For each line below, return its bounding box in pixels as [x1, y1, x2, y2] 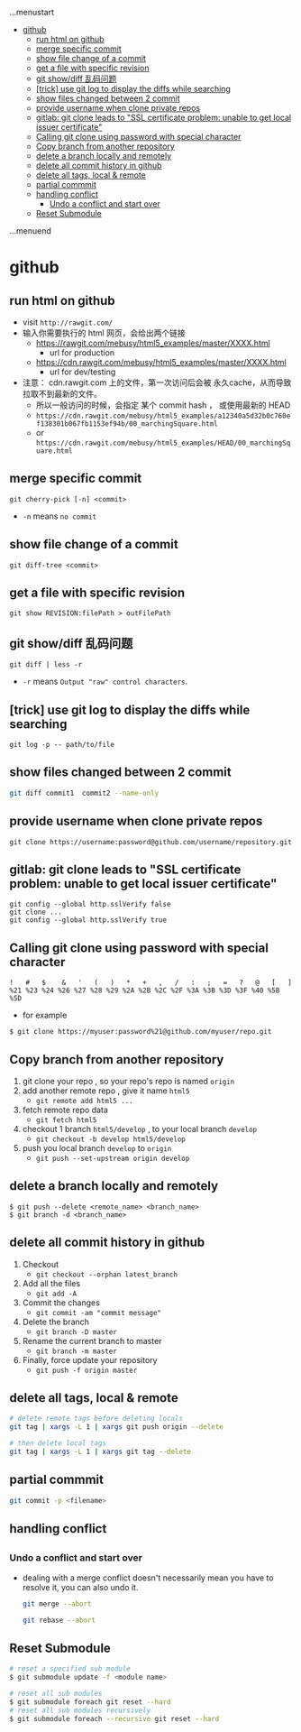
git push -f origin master [35, 1366, 138, 1375]
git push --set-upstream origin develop [35, 1154, 190, 1163]
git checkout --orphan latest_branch [35, 1270, 178, 1279]
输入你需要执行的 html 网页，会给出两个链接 [22, 327, 187, 338]
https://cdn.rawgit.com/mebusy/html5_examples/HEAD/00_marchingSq [35, 438, 291, 447]
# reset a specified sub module [9, 1664, 131, 1673]
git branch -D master [35, 1327, 117, 1337]
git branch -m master [35, 1347, 117, 1356]
